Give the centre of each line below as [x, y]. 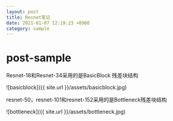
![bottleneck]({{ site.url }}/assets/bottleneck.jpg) [66, 112]
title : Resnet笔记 [28, 17]
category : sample [28, 28]
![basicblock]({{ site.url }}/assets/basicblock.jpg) [67, 87]
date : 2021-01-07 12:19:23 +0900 [48, 23]
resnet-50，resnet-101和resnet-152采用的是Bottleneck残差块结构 [86, 100]
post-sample [39, 58]
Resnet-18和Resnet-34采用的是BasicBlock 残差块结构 [72, 75]
